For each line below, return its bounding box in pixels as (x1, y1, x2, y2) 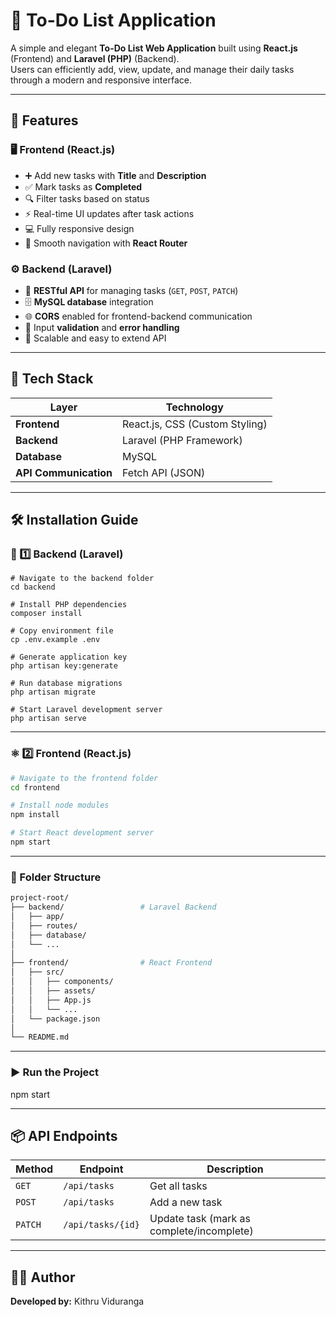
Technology (165, 400, 224, 414)
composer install (10, 609, 83, 619)
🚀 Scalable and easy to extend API (24, 332, 167, 344)
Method (15, 1162, 54, 1176)
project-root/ (10, 893, 70, 903)
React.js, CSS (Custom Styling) (122, 417, 268, 431)
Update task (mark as (149, 1212, 252, 1226)
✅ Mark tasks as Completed (24, 180, 143, 193)
